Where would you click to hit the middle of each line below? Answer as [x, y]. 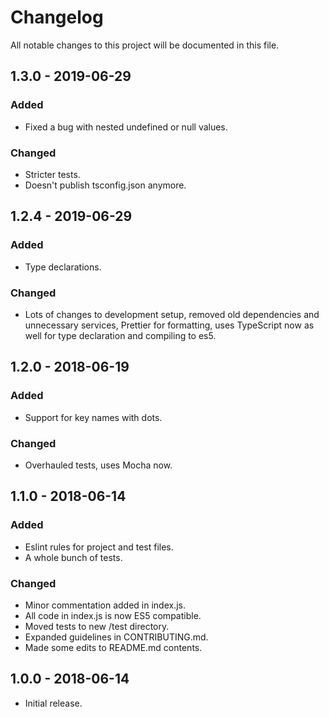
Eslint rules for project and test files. [99, 547]
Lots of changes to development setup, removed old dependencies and [172, 314]
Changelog [57, 17]
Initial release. [53, 703]
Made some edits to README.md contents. [113, 647]
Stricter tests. [52, 174]
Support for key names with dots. [93, 417]
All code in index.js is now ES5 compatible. [113, 615]
